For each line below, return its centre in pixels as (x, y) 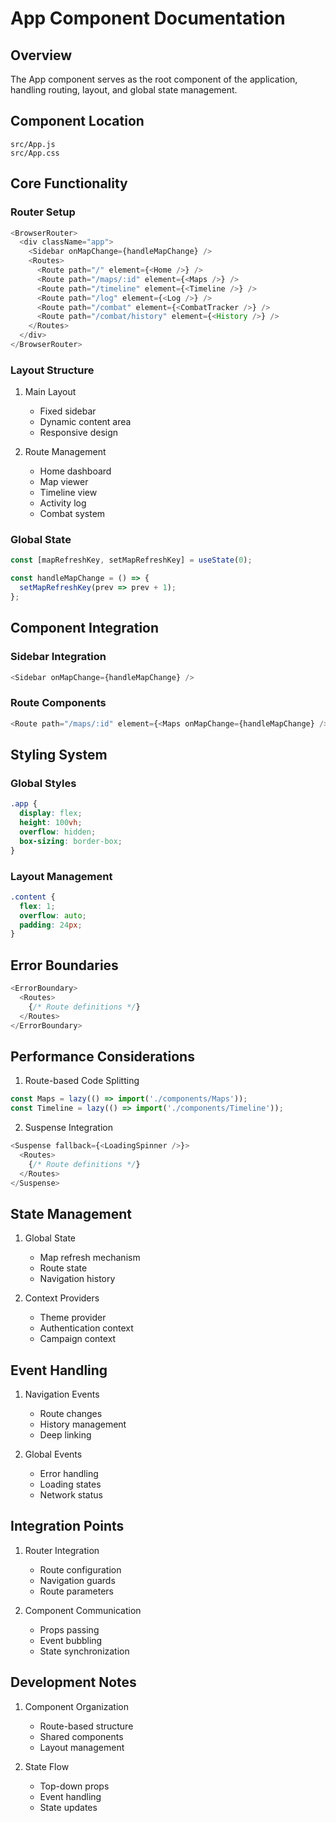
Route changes (71, 1414)
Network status (71, 1495)
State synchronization (84, 1651)
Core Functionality (69, 183)
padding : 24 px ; (51, 925)
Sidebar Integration (58, 657)
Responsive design (79, 433)
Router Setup (43, 212)
